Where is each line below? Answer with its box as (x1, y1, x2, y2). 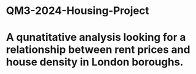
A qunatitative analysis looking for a (6, 31, 187, 44)
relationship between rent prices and (6, 43, 190, 57)
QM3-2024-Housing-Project (6, 4, 150, 17)
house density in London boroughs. (6, 55, 184, 69)
